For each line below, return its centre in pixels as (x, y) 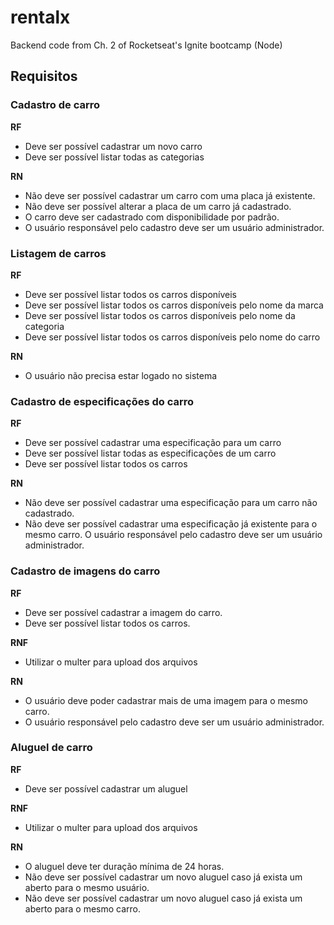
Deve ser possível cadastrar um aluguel (106, 788)
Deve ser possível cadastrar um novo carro (113, 146)
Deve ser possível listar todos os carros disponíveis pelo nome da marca (174, 305)
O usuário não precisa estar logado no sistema (121, 375)
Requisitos (44, 76)
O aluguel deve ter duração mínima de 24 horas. (124, 866)
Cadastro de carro (55, 105)
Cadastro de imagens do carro (85, 571)
